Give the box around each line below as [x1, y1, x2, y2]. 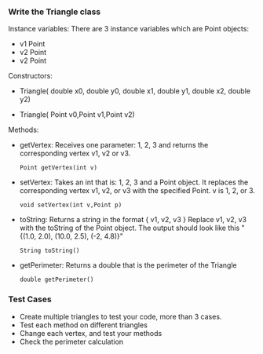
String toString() [19, 246, 80, 255]
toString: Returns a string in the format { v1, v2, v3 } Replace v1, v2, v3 [19, 215, 247, 224]
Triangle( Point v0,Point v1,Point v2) [19, 110, 135, 119]
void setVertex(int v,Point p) [19, 201, 122, 210]
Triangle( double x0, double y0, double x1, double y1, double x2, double [19, 86, 251, 96]
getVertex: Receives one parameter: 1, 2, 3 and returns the [19, 141, 209, 150]
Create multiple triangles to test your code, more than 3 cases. [19, 312, 222, 321]
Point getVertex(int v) [19, 164, 98, 172]
